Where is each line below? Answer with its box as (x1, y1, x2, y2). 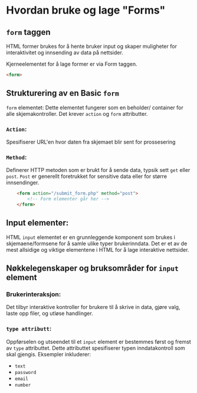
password (14, 369, 37, 375)
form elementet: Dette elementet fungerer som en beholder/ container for (6, 104, 184, 111)
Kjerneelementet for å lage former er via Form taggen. (6, 60, 137, 67)
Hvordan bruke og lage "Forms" (6, 4, 166, 17)
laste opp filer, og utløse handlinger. (6, 310, 93, 317)
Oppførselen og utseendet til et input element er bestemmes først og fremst (6, 338, 192, 345)
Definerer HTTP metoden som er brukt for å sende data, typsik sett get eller (6, 167, 191, 174)
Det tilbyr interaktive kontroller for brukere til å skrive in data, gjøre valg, (6, 304, 180, 311)
